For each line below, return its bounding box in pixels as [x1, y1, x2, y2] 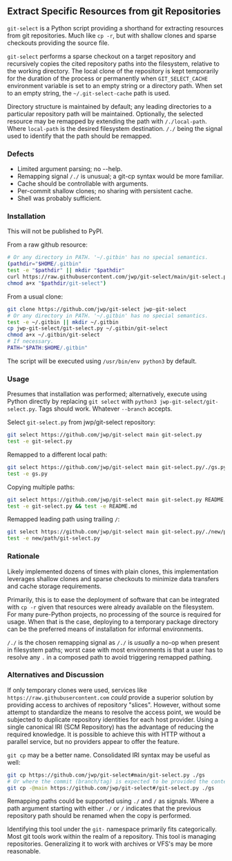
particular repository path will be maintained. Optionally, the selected [7, 109, 204, 118]
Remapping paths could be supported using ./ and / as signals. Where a [7, 797, 214, 806]
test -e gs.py [7, 470, 48, 477]
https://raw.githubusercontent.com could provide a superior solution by [7, 693, 214, 702]
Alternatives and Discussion [7, 670, 104, 680]
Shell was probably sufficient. [17, 194, 102, 203]
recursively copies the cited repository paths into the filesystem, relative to [7, 59, 220, 68]
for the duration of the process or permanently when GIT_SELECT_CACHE [7, 74, 209, 82]
